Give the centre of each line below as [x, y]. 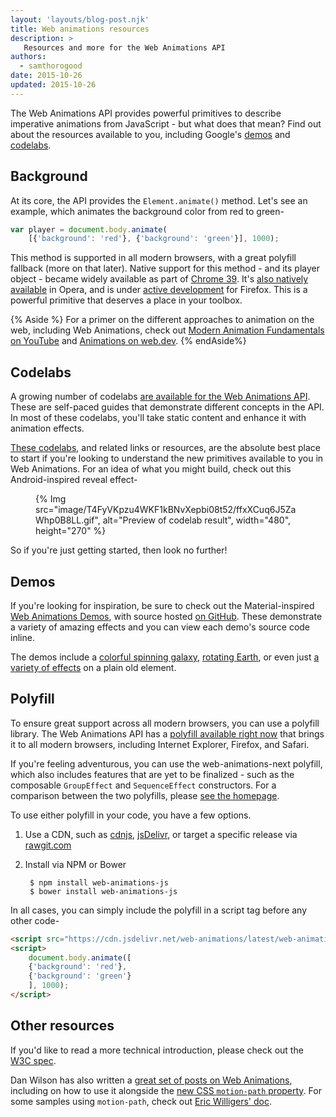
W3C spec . [33, 1060]
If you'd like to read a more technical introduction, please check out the [157, 1050]
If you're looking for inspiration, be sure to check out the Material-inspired [162, 605]
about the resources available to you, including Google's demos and [150, 134]
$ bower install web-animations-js [103, 891]
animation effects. [47, 428]
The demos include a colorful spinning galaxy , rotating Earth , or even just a [165, 657]
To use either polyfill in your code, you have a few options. [131, 815]
